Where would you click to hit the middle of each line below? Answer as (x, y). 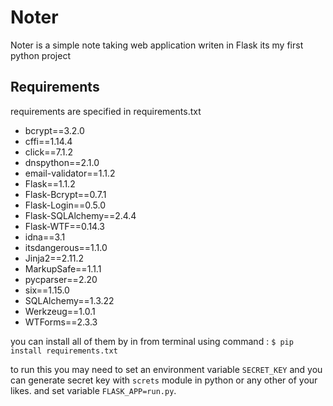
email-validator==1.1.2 (70, 173)
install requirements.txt (64, 351)
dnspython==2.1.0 (62, 162)
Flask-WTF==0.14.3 (64, 226)
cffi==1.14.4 (48, 141)
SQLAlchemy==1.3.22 (69, 300)
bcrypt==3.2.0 (54, 130)
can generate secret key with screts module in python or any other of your (164, 380)
